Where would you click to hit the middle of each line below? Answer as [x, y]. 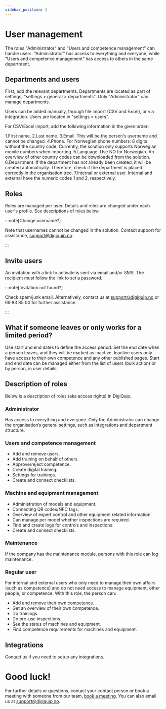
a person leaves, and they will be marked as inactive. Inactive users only [79, 352]
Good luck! [28, 677]
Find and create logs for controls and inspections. [63, 525]
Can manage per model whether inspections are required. [71, 519]
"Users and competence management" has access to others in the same [79, 59]
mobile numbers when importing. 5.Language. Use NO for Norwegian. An [80, 152]
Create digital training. [35, 470]
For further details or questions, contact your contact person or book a [77, 691]
